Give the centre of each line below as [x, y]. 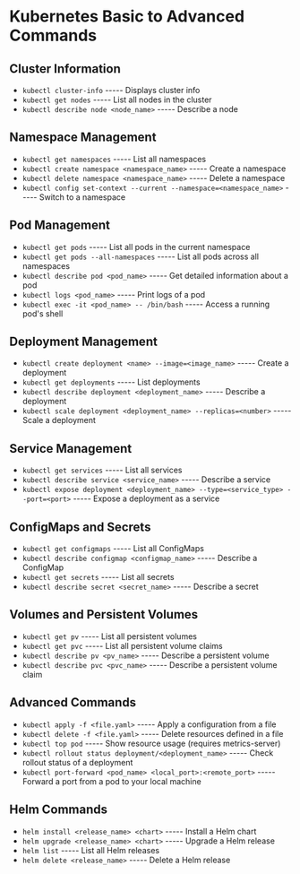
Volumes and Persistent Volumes [104, 614]
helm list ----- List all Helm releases [90, 850]
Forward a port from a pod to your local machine [111, 781]
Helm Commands [59, 810]
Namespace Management [83, 138]
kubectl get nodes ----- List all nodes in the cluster [117, 100]
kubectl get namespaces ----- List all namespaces [114, 159]
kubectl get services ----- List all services [102, 470]
